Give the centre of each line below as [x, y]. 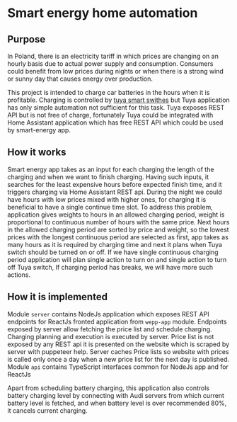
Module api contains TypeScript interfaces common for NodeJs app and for [118, 367]
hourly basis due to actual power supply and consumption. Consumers [110, 64]
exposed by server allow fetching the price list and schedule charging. [110, 329]
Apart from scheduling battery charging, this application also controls [109, 388]
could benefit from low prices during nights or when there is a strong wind [116, 71]
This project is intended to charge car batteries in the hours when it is [109, 92]
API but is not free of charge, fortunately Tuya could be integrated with [110, 115]
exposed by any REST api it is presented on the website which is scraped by [118, 344]
